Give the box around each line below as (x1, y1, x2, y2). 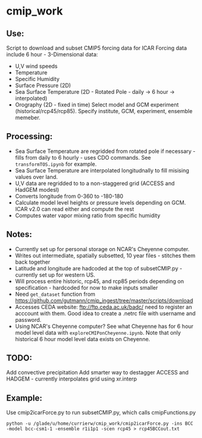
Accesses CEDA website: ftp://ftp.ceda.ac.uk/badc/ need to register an (15, 303, 192, 310)
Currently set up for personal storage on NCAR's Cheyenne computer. (15, 245, 190, 252)
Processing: (6, 131, 53, 142)
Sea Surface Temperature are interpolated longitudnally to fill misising (15, 166, 189, 174)
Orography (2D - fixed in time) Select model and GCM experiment (15, 101, 179, 108)
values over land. (15, 173, 58, 180)
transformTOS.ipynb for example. (15, 160, 97, 168)
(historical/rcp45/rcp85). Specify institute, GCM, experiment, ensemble (15, 108, 193, 114)
